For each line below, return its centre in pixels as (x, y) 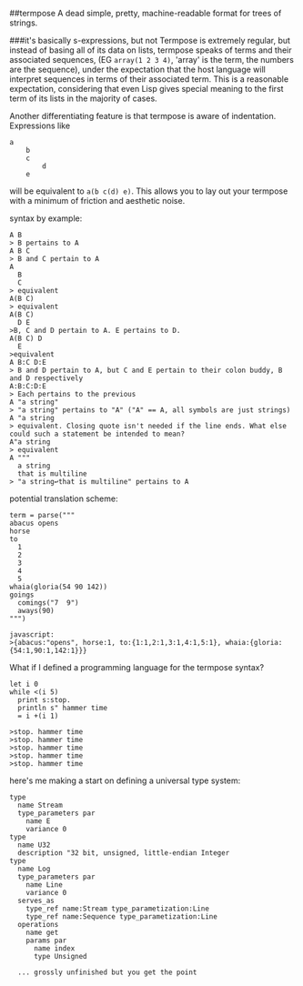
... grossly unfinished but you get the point (107, 972)
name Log (34, 869)
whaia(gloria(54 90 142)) (58, 587)
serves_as (36, 900)
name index (54, 949)
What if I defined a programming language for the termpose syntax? (137, 667)
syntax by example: (46, 218)
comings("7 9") (48, 603)
